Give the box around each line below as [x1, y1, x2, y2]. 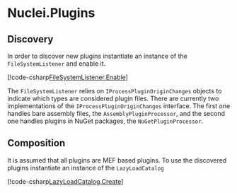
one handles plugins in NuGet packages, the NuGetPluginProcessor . [7, 117, 204, 125]
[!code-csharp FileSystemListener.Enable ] [7, 73, 129, 81]
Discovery [7, 33, 54, 45]
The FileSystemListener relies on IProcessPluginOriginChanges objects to [7, 87, 222, 95]
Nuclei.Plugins [7, 5, 96, 21]
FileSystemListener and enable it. [7, 59, 106, 68]
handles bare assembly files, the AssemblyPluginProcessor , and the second [7, 110, 225, 117]
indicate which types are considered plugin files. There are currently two [7, 94, 219, 103]
